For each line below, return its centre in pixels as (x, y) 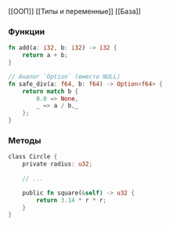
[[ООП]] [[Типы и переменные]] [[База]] (74, 11)
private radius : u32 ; (57, 164)
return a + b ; (45, 55)
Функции (27, 31)
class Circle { (33, 157)
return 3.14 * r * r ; (72, 200)
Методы (25, 140)
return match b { (51, 91)
